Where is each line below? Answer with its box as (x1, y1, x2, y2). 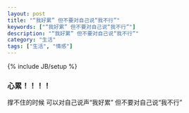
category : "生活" (7, 36, 56, 44)
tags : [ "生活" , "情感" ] (7, 43, 73, 50)
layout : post (7, 10, 46, 18)
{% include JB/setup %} (7, 62, 78, 70)
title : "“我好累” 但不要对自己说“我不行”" (7, 17, 120, 24)
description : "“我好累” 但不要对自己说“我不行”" (7, 29, 139, 37)
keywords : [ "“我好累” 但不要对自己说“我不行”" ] (7, 23, 136, 30)
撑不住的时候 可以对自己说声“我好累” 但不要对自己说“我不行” (7, 98, 183, 107)
